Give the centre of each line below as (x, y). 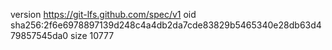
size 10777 (92, 35)
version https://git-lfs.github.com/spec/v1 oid (103, 14)
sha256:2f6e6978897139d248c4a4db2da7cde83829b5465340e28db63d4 (166, 25)
